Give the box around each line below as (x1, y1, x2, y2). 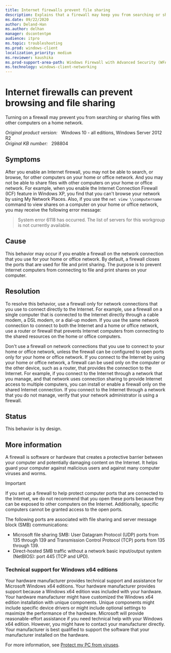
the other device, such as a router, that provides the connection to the (5, 365, 152, 371)
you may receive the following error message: (5, 206, 102, 213)
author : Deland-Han (5, 21, 47, 27)
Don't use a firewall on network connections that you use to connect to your (5, 343, 165, 349)
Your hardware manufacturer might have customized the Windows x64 (5, 594, 154, 600)
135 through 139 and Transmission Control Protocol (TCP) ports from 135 (12, 537, 165, 543)
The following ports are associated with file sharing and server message (5, 517, 157, 523)
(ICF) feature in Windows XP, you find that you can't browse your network (5, 190, 160, 197)
